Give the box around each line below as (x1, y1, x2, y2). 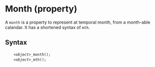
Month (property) (5, 3, 77, 14)
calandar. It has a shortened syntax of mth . (5, 24, 90, 30)
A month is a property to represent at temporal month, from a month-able (5, 19, 151, 25)
